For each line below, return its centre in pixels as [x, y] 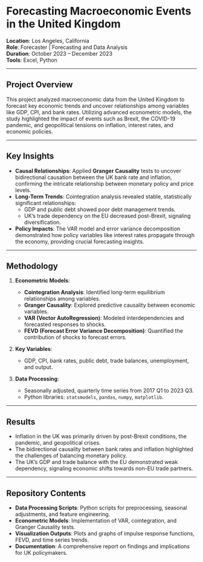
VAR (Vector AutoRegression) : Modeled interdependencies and [104, 318]
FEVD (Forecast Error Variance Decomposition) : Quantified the [103, 331]
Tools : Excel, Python [32, 60]
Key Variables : [34, 349]
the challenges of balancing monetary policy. [71, 456]
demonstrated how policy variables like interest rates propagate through [105, 235]
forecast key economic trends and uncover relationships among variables [98, 106]
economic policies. [30, 131]
